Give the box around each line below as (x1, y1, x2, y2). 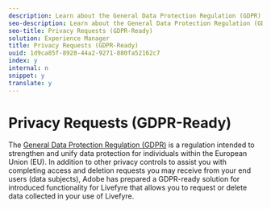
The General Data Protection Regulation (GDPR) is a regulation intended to (8, 140, 256, 150)
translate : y (8, 79, 52, 87)
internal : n (8, 64, 48, 72)
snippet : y (8, 72, 45, 80)
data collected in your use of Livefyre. (8, 191, 135, 201)
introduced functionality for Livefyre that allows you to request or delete (8, 182, 248, 193)
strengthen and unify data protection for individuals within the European (8, 149, 248, 158)
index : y (8, 57, 38, 65)
